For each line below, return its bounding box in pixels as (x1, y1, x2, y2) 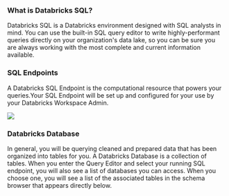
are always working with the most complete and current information (7, 44, 201, 52)
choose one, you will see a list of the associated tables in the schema (7, 174, 205, 182)
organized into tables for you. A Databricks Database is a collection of (7, 152, 207, 160)
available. (7, 51, 35, 59)
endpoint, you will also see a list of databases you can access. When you (7, 166, 217, 175)
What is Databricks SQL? (7, 6, 93, 15)
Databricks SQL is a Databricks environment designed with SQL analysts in (7, 21, 221, 30)
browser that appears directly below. (7, 181, 112, 189)
